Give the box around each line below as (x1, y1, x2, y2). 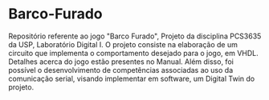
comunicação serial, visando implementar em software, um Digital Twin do (8, 74, 255, 83)
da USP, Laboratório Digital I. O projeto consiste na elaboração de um (8, 39, 238, 49)
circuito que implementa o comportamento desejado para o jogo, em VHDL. (8, 48, 259, 58)
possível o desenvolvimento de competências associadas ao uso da (8, 65, 234, 74)
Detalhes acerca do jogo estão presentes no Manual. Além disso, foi (8, 57, 234, 66)
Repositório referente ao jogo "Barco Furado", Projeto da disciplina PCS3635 (8, 31, 262, 41)
